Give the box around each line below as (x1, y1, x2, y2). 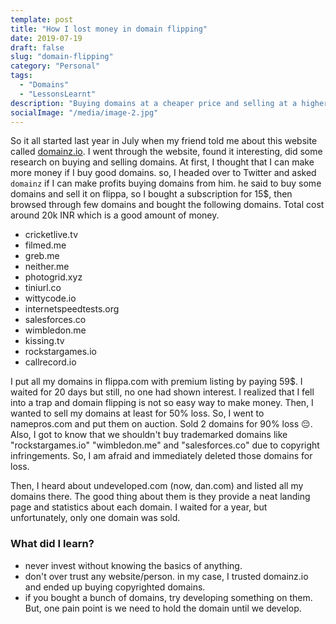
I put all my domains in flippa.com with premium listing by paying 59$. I (10, 376, 303, 388)
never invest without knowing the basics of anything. (24, 559, 243, 571)
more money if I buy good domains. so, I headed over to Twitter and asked (10, 167, 317, 179)
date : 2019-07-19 (10, 33, 83, 43)
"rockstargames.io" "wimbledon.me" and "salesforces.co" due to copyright (10, 439, 320, 451)
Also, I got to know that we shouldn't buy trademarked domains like (10, 429, 288, 441)
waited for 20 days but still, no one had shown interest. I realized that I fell (10, 386, 315, 398)
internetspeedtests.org (24, 303, 120, 315)
